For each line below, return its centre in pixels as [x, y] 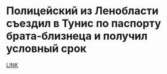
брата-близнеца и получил [77, 36]
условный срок [46, 49]
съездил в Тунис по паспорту [84, 23]
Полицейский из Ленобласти [83, 11]
